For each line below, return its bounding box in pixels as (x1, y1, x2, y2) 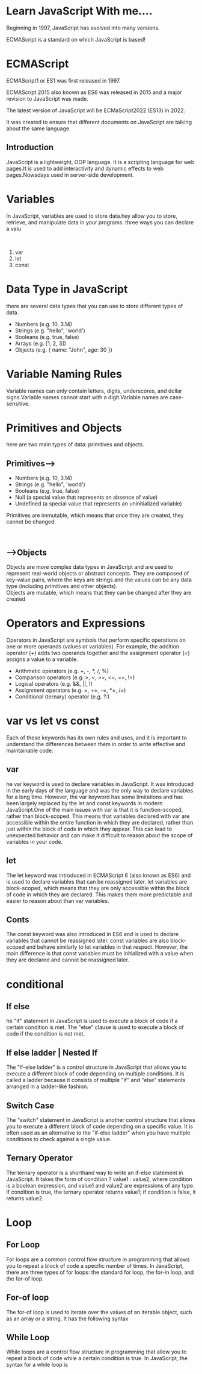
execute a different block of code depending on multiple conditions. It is (6, 1070, 185, 1077)
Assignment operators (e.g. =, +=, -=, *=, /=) (14, 686, 126, 694)
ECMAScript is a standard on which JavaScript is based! (6, 36, 146, 43)
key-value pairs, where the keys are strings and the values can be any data (6, 576, 192, 583)
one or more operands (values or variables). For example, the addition (6, 643, 180, 650)
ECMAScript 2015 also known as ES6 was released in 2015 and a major (6, 89, 182, 96)
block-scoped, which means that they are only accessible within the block (6, 884, 190, 891)
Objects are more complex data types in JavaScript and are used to (6, 563, 173, 571)
